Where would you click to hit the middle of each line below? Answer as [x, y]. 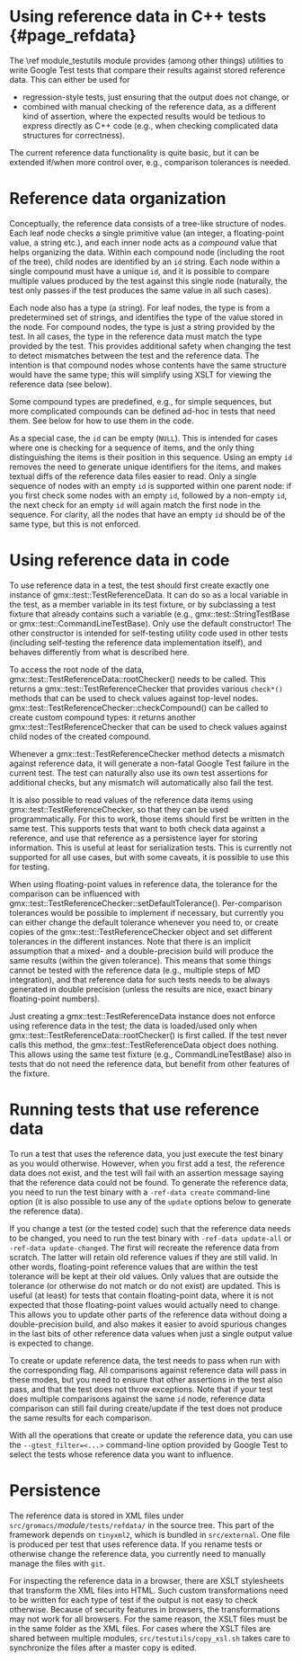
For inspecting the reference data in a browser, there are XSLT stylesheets [147, 1580]
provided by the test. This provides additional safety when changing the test [150, 346]
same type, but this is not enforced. [75, 524]
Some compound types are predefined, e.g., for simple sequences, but [141, 401]
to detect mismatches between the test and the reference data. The [134, 355]
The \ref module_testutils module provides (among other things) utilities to [147, 60]
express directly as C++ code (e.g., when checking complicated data [150, 125]
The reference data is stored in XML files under [97, 1515]
